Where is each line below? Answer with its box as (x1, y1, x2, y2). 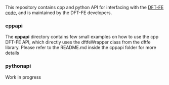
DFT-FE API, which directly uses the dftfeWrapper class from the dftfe (5, 39, 151, 45)
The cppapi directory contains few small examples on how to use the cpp (5, 34, 159, 40)
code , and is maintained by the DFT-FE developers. (5, 10, 112, 16)
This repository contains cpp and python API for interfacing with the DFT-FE (5, 5, 164, 10)
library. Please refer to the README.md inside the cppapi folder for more (5, 45, 157, 51)
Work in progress (5, 74, 41, 80)
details (5, 50, 19, 56)
